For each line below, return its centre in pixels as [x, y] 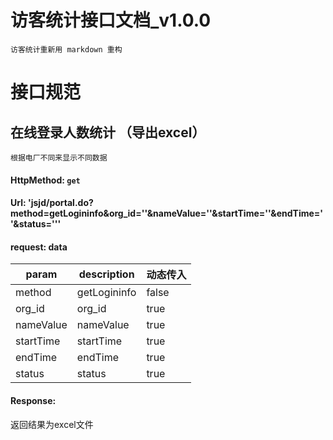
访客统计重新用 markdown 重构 [66, 49]
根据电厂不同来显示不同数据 [59, 157]
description [106, 274]
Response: [33, 400]
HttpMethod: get [45, 180]
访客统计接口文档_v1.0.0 [111, 20]
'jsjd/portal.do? [60, 203]
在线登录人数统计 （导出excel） [108, 132]
